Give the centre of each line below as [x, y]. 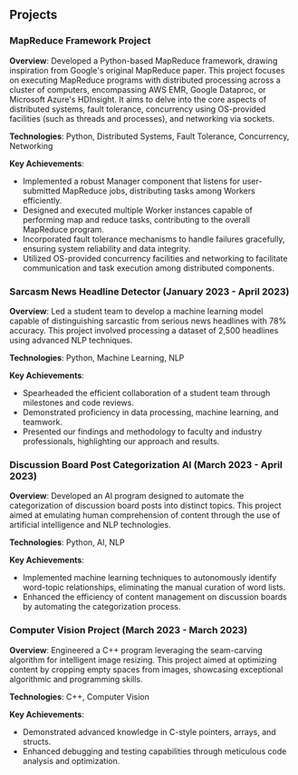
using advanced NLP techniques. [71, 340]
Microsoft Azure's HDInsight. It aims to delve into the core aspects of [138, 99]
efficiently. [42, 200]
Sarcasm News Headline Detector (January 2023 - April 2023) [149, 292]
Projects [34, 15]
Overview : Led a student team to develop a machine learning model [136, 311]
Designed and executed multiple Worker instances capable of [138, 210]
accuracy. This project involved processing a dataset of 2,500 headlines [144, 330]
